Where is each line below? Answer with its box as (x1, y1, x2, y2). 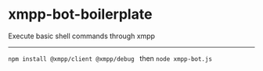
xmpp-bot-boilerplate (8, 5, 153, 23)
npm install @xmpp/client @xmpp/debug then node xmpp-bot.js (8, 53, 213, 63)
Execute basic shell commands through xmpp (8, 31, 155, 41)
